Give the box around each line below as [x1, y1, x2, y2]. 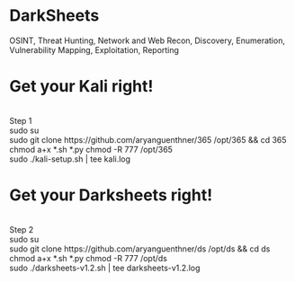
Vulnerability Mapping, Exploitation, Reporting [9, 44, 180, 55]
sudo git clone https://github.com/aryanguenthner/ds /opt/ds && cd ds [9, 243, 271, 254]
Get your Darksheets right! [9, 185, 213, 206]
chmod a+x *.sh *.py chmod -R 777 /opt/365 [9, 144, 174, 154]
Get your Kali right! [9, 76, 154, 97]
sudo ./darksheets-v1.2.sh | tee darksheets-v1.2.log [9, 262, 201, 273]
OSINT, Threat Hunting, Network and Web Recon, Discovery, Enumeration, [9, 35, 286, 46]
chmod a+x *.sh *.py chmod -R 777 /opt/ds [9, 252, 168, 263]
